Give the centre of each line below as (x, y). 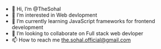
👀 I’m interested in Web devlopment (54, 15)
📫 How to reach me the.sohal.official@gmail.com (71, 40)
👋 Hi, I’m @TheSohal (36, 9)
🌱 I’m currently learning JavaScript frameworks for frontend (83, 21)
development (27, 27)
